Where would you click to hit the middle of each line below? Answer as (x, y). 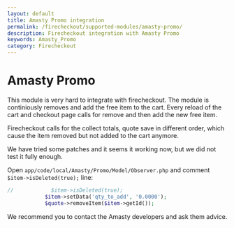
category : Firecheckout (42, 46)
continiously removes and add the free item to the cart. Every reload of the (115, 107)
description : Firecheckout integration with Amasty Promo (93, 33)
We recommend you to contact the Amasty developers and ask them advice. (117, 216)
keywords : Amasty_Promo (42, 40)
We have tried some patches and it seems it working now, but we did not (112, 149)
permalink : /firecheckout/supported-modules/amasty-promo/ (95, 26)
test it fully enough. (35, 156)
